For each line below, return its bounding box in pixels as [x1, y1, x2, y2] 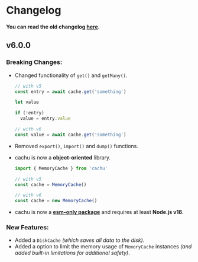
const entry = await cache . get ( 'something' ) [14, 88, 126, 95]
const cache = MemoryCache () [14, 181, 87, 187]
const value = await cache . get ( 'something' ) [14, 132, 126, 138]
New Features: [6, 223, 49, 232]
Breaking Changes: [6, 58, 63, 66]
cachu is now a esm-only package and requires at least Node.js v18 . [14, 209, 184, 216]
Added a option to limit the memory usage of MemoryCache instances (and [14, 243, 192, 250]
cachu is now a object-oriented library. [14, 154, 111, 161]
